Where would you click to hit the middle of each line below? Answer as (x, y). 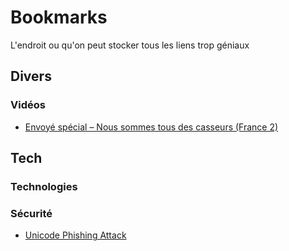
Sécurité (31, 213)
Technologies (44, 186)
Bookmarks (59, 17)
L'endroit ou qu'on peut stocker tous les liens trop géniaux (130, 45)
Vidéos (28, 105)
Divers (31, 76)
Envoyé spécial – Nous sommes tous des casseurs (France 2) (151, 127)
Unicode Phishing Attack (75, 235)
